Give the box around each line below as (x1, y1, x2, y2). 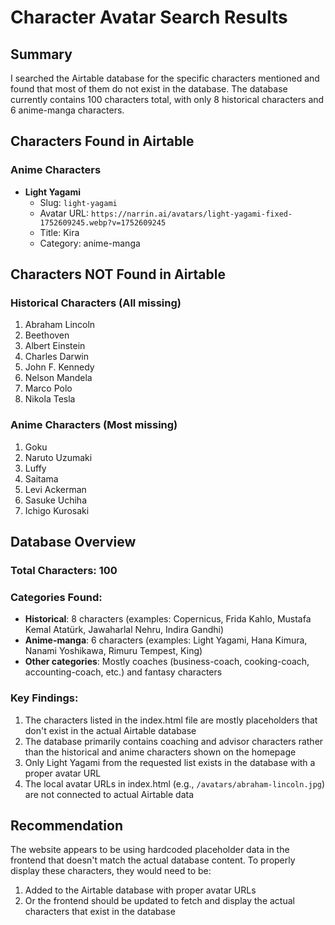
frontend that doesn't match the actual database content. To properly (10, 854, 296, 866)
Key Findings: (10, 691, 79, 705)
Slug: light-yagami (39, 196, 118, 208)
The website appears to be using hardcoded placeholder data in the (10, 844, 290, 856)
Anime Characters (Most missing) (10, 418, 178, 432)
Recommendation (10, 817, 123, 834)
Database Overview (10, 534, 137, 551)
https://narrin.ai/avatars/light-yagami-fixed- (91, 209, 293, 219)
